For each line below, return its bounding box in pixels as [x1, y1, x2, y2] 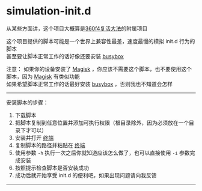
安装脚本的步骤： [6, 99, 49, 106]
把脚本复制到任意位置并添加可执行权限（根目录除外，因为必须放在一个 [14, 119, 189, 126]
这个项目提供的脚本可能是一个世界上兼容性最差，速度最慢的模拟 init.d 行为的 [6, 37, 195, 44]
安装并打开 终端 [14, 134, 54, 141]
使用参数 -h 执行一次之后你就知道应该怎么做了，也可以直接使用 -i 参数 [14, 149, 191, 156]
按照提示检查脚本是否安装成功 [14, 164, 89, 171]
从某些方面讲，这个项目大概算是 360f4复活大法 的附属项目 [6, 25, 148, 32]
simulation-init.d [6, 4, 91, 18]
